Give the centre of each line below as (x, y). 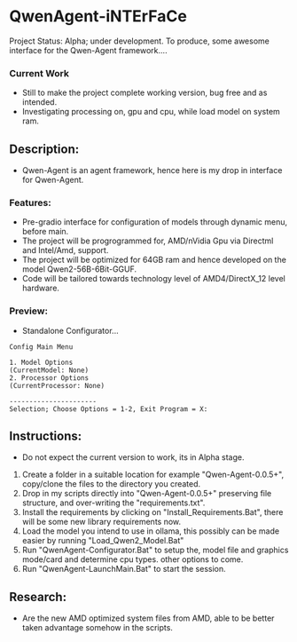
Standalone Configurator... (70, 330)
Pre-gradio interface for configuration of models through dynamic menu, (155, 222)
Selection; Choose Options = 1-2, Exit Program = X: (109, 409)
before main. (45, 232)
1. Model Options (41, 362)
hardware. (41, 288)
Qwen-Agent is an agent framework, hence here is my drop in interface (152, 170)
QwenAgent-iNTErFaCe (98, 16)
